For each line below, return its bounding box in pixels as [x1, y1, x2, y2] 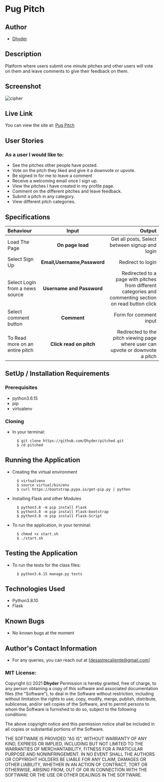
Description [5, 50, 41, 58]
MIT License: [5, 669, 37, 676]
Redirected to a [122, 270, 157, 277]
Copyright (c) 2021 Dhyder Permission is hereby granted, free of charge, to [5, 680, 157, 686]
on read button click [110, 300, 157, 307]
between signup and [109, 241, 157, 248]
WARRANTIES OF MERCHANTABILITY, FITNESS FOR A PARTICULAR [5, 746, 143, 752]
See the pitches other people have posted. [12, 162, 98, 168]
